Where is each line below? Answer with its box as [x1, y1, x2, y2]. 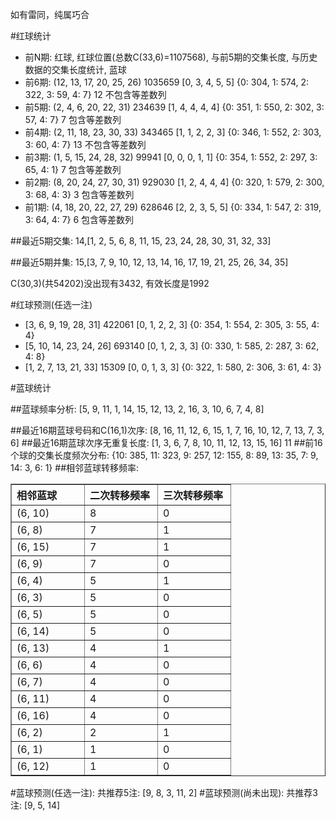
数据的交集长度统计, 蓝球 [24, 64, 127, 75]
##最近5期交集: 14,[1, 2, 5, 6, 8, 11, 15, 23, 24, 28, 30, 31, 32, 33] [10, 235, 272, 247]
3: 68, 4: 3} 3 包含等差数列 [24, 189, 135, 200]
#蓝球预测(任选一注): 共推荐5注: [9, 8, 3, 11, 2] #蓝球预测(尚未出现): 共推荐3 [10, 787, 318, 798]
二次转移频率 [89, 489, 151, 502]
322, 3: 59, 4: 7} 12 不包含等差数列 [24, 89, 167, 100]
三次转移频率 [163, 489, 224, 502]
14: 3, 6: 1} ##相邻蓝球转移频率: [10, 462, 140, 473]
